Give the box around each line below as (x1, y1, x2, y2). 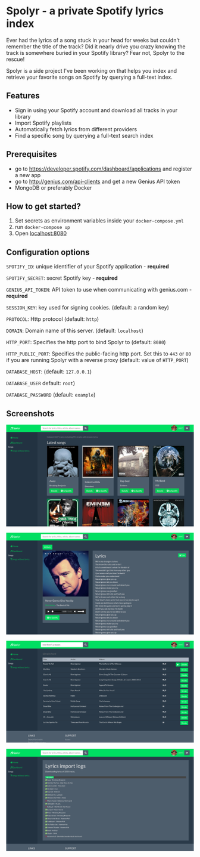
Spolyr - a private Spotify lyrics (6, 4, 164, 18)
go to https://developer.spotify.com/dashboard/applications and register (14, 165, 192, 172)
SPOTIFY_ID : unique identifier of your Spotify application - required (6, 263, 169, 270)
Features (6, 91, 40, 101)
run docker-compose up (14, 224, 70, 231)
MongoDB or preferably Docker (14, 184, 92, 191)
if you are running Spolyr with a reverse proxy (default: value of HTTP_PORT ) (6, 357, 189, 364)
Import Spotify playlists (14, 119, 72, 126)
